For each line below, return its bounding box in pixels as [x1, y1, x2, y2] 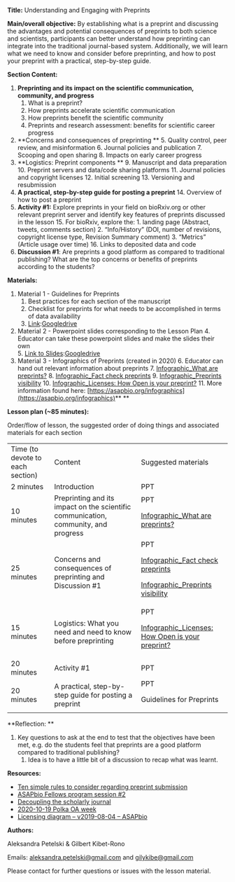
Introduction [54, 482, 94, 491]
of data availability [27, 312, 81, 320]
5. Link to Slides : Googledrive [17, 350, 101, 357]
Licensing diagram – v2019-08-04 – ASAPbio [17, 813, 148, 820]
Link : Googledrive [27, 319, 78, 328]
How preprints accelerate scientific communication [27, 106, 176, 114]
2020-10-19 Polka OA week [17, 805, 97, 813]
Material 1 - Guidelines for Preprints [17, 290, 120, 298]
